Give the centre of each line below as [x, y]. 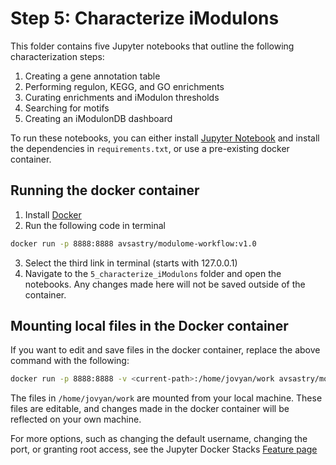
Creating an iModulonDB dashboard [98, 118]
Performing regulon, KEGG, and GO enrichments [124, 86]
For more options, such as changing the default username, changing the [159, 439]
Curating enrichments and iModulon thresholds [122, 97]
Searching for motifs [67, 108]
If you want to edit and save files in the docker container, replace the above [165, 350]
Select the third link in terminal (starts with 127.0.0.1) [131, 263]
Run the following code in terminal [95, 225]
